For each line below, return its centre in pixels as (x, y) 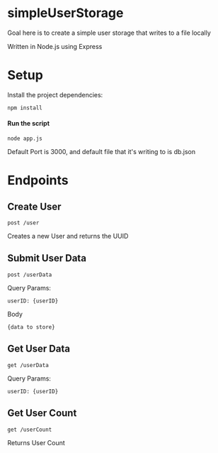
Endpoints (38, 181)
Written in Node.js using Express (55, 46)
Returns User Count (36, 442)
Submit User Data (47, 258)
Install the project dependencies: (55, 94)
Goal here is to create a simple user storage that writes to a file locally (109, 33)
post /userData (30, 275)
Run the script (29, 124)
